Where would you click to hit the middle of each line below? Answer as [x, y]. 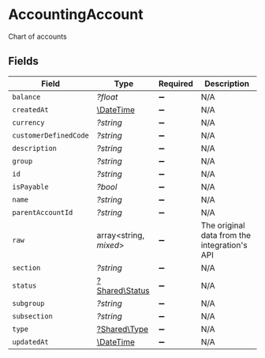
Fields [24, 61]
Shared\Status [123, 290]
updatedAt [30, 342]
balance [26, 97]
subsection [32, 316]
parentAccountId [43, 212]
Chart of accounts [37, 36]
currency [28, 122]
